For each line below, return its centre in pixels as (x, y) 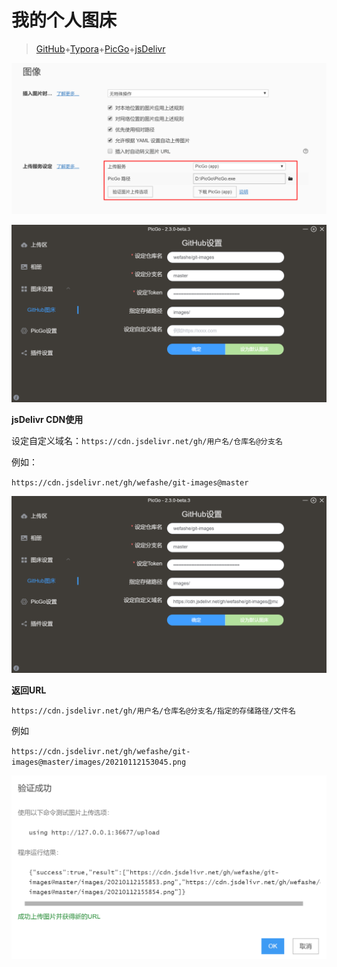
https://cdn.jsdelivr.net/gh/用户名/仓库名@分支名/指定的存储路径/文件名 (154, 711)
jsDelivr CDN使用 (47, 419)
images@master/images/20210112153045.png (99, 762)
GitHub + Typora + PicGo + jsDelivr (100, 48)
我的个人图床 (64, 20)
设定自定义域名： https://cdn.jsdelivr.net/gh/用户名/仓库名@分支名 (147, 440)
